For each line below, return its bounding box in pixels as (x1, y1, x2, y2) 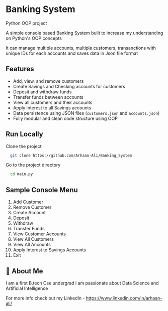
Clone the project (6, 143, 42, 149)
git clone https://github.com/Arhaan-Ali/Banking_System (10, 153, 132, 158)
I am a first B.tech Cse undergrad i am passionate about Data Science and (6, 280, 159, 286)
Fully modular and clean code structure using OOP (13, 115, 118, 121)
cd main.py (10, 172, 33, 177)
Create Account (13, 210, 46, 216)
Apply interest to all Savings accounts (13, 104, 92, 111)
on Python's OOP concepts (6, 35, 62, 41)
